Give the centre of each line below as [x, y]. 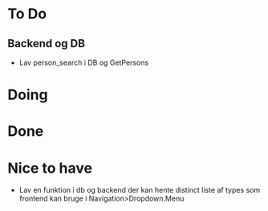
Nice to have [50, 168]
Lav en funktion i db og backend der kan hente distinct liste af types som [140, 190]
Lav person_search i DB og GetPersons [84, 62]
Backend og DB [47, 44]
